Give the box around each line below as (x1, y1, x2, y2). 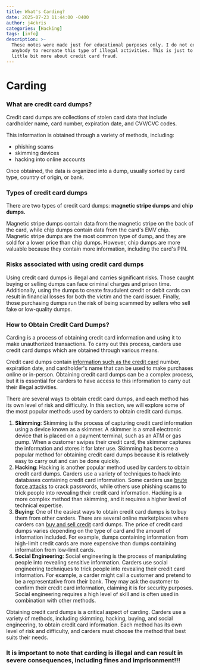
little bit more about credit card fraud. (11, 53, 118, 59)
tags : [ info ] (6, 31, 39, 37)
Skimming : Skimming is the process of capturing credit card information (14, 419, 192, 427)
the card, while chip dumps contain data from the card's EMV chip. (6, 226, 170, 233)
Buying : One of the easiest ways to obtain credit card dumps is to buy (14, 508, 187, 515)
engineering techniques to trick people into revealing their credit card (14, 565, 185, 572)
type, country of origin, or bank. (6, 174, 85, 181)
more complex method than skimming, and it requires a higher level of (14, 496, 187, 502)
